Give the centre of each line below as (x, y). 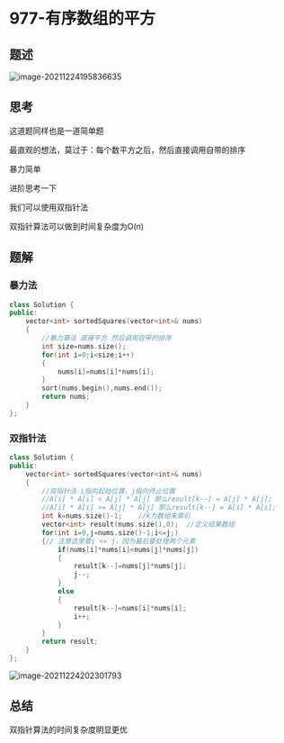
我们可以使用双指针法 (49, 207)
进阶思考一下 (33, 188)
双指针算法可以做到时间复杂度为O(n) (77, 226)
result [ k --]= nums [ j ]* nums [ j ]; (130, 566)
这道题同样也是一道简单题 (57, 131)
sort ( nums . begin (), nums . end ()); (102, 388)
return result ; (70, 642)
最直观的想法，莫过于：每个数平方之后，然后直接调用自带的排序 (127, 150)
